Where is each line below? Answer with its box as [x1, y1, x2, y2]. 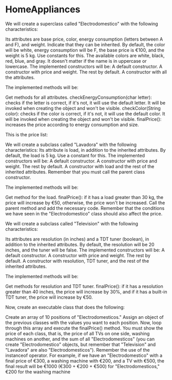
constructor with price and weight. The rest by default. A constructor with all [5, 68, 167, 75]
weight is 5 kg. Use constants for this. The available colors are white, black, [5, 52, 165, 59]
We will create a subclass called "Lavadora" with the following [5, 141, 137, 148]
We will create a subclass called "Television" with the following [5, 220, 139, 227]
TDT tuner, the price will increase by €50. [5, 294, 93, 300]
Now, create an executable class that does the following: [5, 304, 125, 310]
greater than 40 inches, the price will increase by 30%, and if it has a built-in [5, 288, 168, 295]
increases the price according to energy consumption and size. [5, 121, 139, 128]
